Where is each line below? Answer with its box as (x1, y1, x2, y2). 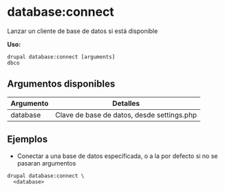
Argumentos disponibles (7, 78, 116, 90)
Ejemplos (7, 133, 48, 145)
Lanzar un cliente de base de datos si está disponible (7, 27, 158, 35)
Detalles (112, 98, 140, 108)
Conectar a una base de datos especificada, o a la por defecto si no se (17, 152, 218, 160)
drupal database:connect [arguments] (7, 53, 116, 60)
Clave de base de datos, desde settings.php (54, 110, 197, 120)
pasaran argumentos (17, 159, 76, 167)
